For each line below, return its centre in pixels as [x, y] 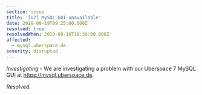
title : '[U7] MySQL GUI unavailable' [54, 18]
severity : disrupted [32, 51]
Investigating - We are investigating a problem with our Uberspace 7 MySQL [101, 68]
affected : [19, 40]
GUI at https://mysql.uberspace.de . [50, 75]
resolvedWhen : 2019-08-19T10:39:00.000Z [58, 34]
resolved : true [25, 29]
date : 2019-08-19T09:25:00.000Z [47, 23]
